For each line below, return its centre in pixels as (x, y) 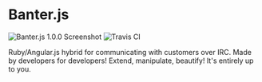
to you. (20, 68)
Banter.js (39, 15)
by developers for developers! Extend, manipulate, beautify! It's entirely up (131, 61)
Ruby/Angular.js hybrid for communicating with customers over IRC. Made (130, 52)
